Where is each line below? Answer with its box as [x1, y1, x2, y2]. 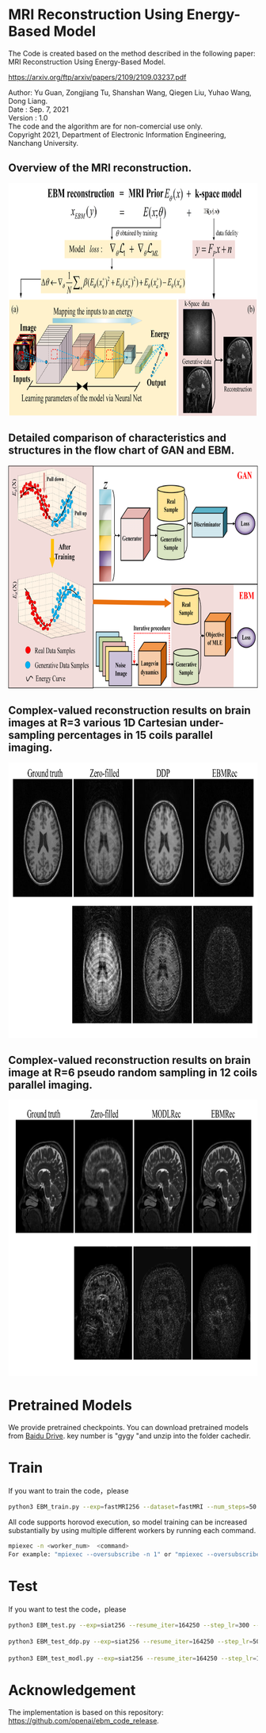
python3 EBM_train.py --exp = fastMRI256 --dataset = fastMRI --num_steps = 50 [8, 1503, 257, 1511]
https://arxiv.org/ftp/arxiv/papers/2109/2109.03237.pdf [8, 72, 187, 82]
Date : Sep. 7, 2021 [8, 105, 69, 114]
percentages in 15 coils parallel [57, 728, 214, 742]
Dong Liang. [8, 96, 48, 105]
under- [189, 716, 224, 729]
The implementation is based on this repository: [8, 1707, 164, 1717]
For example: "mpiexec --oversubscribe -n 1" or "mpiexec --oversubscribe [8, 1550, 260, 1559]
